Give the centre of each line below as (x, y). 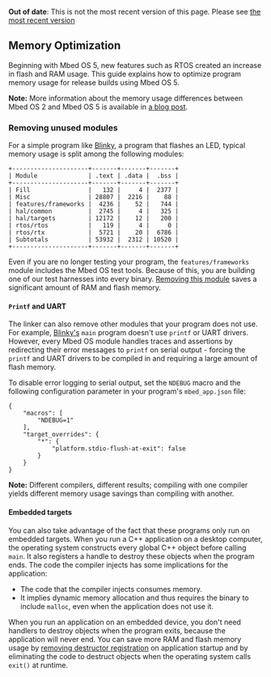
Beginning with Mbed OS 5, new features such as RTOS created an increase (135, 65)
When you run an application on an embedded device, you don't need (125, 622)
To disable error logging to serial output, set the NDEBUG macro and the (125, 383)
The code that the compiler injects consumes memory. (111, 589)
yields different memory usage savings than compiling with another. (121, 494)
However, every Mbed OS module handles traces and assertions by (121, 341)
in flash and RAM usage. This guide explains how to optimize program (125, 74)
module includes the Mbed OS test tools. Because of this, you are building (132, 270)
